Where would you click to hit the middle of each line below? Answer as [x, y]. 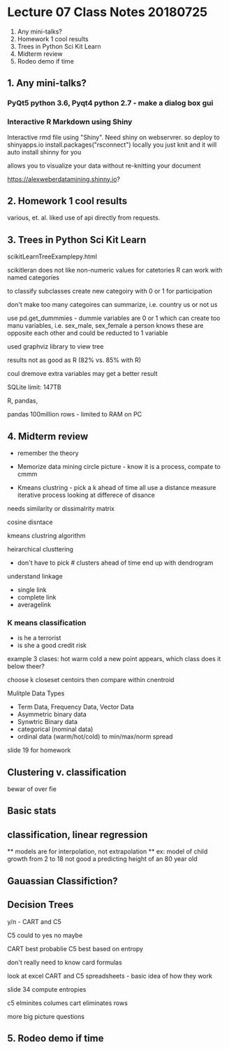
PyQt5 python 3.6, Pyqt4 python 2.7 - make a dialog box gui [110, 103]
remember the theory [48, 453]
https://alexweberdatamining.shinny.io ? [64, 179]
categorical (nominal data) [55, 729]
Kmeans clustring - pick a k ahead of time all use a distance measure [117, 487]
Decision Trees [40, 905]
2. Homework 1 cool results [67, 201]
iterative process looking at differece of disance [86, 495]
